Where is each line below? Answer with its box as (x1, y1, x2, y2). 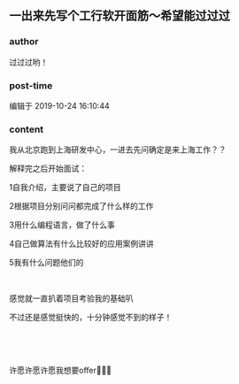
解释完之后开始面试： (9, 163, 87, 174)
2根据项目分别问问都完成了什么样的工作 (9, 201, 154, 211)
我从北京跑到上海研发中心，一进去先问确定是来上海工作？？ (9, 144, 227, 155)
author (9, 35, 39, 48)
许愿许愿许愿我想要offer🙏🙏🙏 (9, 365, 112, 376)
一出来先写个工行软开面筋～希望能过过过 (9, 8, 230, 24)
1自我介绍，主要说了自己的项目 (9, 182, 121, 193)
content (9, 123, 44, 135)
